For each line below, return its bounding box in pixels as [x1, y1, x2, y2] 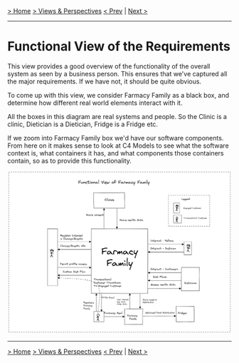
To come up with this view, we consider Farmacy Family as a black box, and [7, 91, 230, 99]
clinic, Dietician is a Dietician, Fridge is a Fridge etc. [7, 120, 159, 128]
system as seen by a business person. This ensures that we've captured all [7, 69, 228, 78]
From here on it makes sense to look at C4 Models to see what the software [7, 141, 229, 150]
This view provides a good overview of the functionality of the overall [7, 61, 211, 71]
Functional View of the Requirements [7, 39, 231, 55]
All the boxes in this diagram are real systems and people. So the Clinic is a [7, 112, 228, 121]
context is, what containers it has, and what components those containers [7, 148, 224, 157]
